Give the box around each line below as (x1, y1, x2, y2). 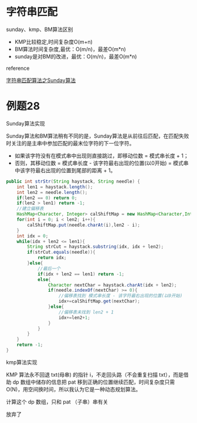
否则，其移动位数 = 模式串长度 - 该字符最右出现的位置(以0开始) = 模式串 (14, 159, 189, 166)
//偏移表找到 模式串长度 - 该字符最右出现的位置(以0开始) (58, 293, 183, 299)
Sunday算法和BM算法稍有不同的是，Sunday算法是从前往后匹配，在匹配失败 (6, 132, 189, 139)
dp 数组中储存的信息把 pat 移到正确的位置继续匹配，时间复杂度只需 (12, 378, 175, 386)
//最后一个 (37, 265, 60, 271)
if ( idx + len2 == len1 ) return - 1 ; (37, 271, 125, 277)
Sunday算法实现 (6, 120, 45, 127)
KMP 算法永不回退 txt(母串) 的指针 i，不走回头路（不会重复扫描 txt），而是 (6, 371, 184, 378)
